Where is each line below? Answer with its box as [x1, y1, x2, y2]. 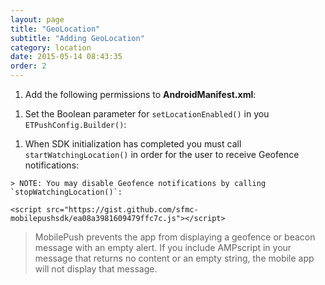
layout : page [10, 14, 65, 25]
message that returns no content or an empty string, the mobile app [34, 252, 315, 264]
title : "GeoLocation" [10, 24, 101, 34]
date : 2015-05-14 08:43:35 [10, 52, 123, 62]
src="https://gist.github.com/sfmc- [46, 205, 199, 215]
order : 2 [10, 61, 47, 71]
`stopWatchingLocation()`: [10, 187, 123, 197]
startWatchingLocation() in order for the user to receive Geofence [24, 149, 300, 160]
